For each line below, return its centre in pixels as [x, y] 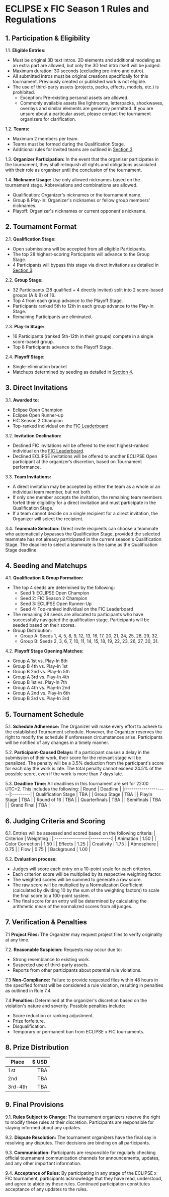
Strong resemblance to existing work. [51, 959]
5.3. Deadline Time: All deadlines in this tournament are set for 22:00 [77, 784]
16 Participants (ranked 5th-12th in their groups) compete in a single [83, 336]
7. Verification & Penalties [46, 922]
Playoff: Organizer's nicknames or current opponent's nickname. [79, 211]
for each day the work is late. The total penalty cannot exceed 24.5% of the [83, 769]
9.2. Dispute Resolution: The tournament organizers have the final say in [81, 1137]
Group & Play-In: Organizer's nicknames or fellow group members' [81, 200]
